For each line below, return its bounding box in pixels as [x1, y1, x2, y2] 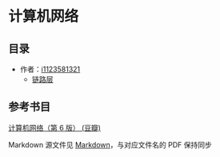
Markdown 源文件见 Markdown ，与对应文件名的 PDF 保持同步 [8, 139, 212, 149]
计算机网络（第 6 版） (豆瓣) [8, 123, 102, 132]
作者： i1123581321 [19, 65, 81, 74]
